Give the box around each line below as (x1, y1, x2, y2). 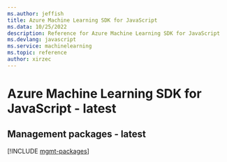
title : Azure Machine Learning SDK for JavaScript (7, 17, 158, 24)
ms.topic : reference (7, 50, 68, 57)
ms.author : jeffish (7, 10, 64, 17)
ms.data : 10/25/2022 (7, 23, 68, 30)
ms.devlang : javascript (7, 36, 77, 43)
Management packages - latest (7, 128, 147, 140)
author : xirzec (7, 56, 52, 63)
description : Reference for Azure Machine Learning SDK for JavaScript (7, 29, 220, 37)
